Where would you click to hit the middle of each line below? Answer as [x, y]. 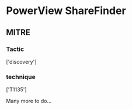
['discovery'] [21, 61]
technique [21, 77]
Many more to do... [29, 101]
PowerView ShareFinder [66, 11]
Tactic [15, 49]
